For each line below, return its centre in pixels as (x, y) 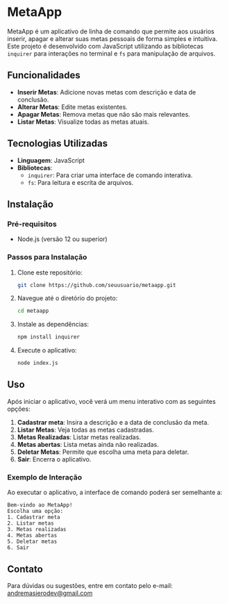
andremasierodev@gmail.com (50, 593)
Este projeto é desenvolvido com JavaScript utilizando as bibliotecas (105, 46)
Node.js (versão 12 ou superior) (62, 239)
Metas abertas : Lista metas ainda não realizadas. (88, 444)
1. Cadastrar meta (34, 517)
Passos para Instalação (47, 257)
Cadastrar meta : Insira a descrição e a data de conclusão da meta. (113, 422)
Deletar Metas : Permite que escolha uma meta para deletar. (103, 452)
